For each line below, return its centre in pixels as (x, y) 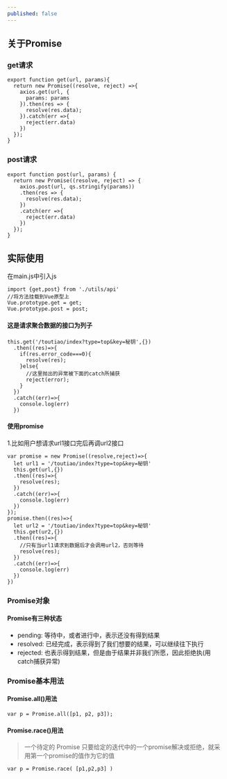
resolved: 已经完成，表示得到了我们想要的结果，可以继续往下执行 (110, 643)
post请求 (22, 159)
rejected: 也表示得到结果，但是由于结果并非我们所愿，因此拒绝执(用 (114, 652)
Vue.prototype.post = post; (48, 309)
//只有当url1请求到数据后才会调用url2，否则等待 (82, 545)
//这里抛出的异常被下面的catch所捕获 (73, 374)
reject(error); (48, 380)
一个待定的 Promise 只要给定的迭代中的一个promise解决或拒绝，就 (119, 747)
